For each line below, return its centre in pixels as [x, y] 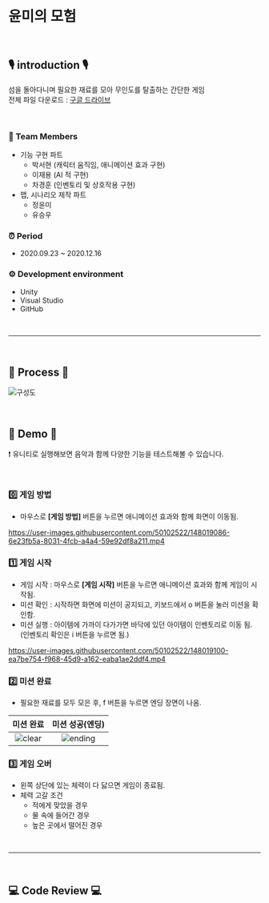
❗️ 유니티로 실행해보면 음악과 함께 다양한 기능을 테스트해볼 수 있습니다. [116, 454]
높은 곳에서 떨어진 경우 [67, 825]
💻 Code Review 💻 [55, 891]
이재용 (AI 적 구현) [60, 175]
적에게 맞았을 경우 [60, 805]
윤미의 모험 [42, 16]
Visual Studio [42, 300]
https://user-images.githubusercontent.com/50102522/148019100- [118, 650]
